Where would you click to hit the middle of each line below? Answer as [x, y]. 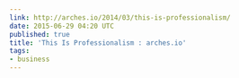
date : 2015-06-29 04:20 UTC [62, 26]
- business [30, 59]
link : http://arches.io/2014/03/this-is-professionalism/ [120, 17]
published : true [40, 34]
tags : [19, 51]
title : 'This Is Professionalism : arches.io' [98, 43]
